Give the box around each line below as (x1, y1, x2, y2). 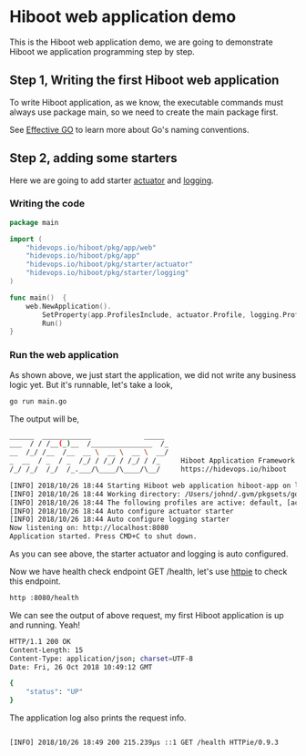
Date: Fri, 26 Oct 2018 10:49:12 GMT (9, 662, 153, 671)
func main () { (9, 293, 67, 302)
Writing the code (9, 198, 85, 210)
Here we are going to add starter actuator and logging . (9, 175, 214, 186)
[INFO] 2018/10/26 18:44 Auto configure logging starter (9, 515, 230, 525)
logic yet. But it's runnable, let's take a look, (9, 379, 173, 390)
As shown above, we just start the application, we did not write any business (9, 369, 297, 380)
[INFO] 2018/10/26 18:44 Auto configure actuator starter (9, 506, 234, 516)
